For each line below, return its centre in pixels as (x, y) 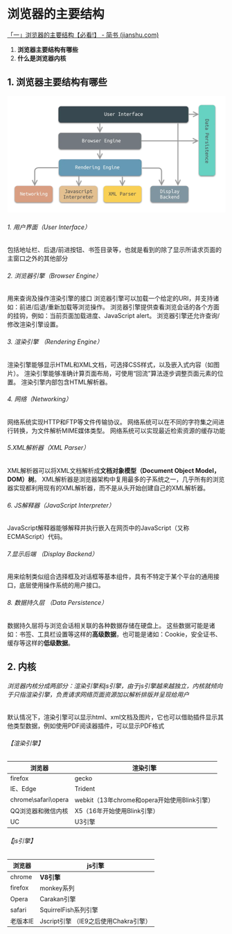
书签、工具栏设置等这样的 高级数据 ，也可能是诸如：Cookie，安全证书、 (120, 634)
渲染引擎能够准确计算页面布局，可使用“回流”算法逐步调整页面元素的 (121, 373)
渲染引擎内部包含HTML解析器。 (66, 382)
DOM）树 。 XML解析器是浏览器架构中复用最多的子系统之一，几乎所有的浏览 (116, 479)
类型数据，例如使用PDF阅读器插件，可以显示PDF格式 (89, 726)
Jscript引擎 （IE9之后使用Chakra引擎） (96, 921)
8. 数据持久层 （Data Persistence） (57, 602)
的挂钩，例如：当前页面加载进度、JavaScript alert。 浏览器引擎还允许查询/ (114, 316)
